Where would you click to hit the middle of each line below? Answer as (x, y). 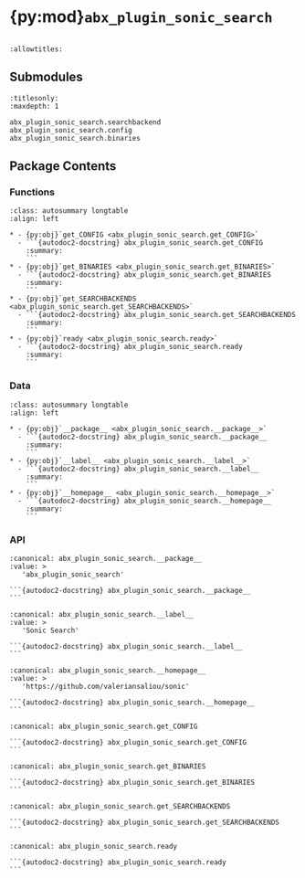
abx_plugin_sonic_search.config (71, 130)
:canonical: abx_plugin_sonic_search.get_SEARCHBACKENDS (120, 807)
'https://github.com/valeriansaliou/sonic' (105, 687)
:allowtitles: (37, 49)
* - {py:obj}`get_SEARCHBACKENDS (73, 299)
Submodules (47, 77)
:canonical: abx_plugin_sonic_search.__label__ (102, 615)
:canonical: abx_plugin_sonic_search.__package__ (106, 559)
